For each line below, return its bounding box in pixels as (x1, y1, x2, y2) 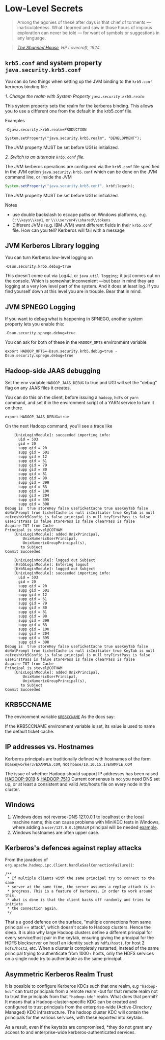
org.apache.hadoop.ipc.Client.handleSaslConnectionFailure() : (5, 862, 134, 868)
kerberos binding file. (5, 83, 48, 89)
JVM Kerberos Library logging (5, 242, 100, 250)
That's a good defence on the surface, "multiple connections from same (5, 919, 151, 925)
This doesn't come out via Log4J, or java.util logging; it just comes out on (5, 273, 160, 279)
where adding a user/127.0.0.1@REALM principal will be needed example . (12, 824, 158, 830)
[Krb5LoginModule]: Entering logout (14, 562, 89, 567)
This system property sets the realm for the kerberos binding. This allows (5, 103, 153, 108)
